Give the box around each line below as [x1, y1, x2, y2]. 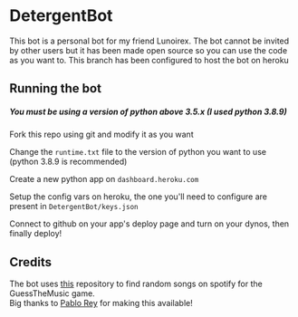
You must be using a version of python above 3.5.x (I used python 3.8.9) [9, 106, 288, 117]
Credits [9, 255, 53, 270]
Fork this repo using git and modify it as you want [9, 129, 194, 140]
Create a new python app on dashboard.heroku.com [9, 174, 199, 185]
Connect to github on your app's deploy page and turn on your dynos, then [9, 218, 290, 229]
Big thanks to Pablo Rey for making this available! [9, 298, 193, 309]
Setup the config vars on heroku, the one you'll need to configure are [9, 191, 267, 202]
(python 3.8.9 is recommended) [9, 156, 128, 168]
